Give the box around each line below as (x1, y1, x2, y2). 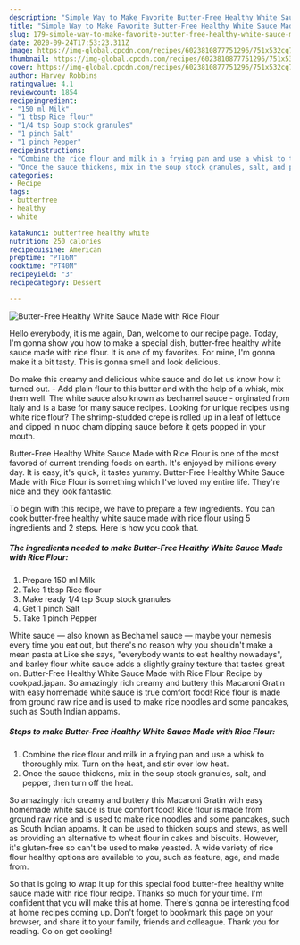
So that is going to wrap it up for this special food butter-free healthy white (9, 878, 284, 889)
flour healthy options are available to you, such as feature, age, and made (9, 851, 280, 862)
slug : (9, 29, 29, 38)
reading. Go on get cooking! (9, 925, 112, 936)
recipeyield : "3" (9, 270, 74, 280)
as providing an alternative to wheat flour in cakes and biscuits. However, (9, 832, 279, 843)
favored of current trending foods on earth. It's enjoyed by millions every (9, 457, 277, 468)
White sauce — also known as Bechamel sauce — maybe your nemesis (9, 630, 272, 640)
